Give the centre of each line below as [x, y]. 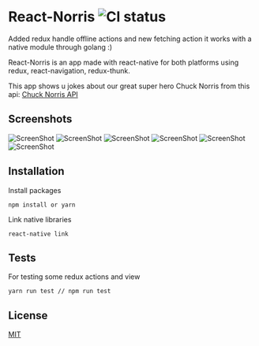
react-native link [38, 234]
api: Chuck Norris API [43, 94]
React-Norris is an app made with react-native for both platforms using [124, 62]
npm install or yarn [42, 205]
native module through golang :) [60, 47]
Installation [36, 171]
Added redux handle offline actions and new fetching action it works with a [130, 39]
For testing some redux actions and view [74, 277]
